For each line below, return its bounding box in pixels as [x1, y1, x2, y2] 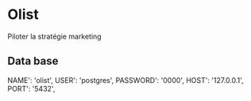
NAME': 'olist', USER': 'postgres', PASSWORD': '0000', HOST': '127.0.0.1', [7, 75, 244, 84]
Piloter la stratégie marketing [7, 32, 102, 41]
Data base [7, 54, 59, 68]
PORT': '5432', [7, 84, 56, 93]
